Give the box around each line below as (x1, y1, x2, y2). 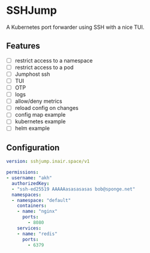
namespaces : (11, 192, 42, 198)
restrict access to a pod (14, 64, 74, 71)
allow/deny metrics (14, 97, 62, 105)
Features (6, 41, 40, 51)
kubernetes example (14, 118, 66, 125)
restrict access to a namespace (14, 56, 93, 64)
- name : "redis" (17, 231, 58, 237)
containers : (17, 203, 47, 209)
